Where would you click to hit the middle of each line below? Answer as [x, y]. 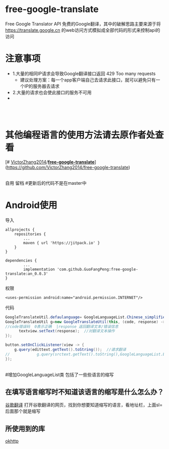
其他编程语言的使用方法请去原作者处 [80, 135]
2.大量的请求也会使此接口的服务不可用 [52, 92]
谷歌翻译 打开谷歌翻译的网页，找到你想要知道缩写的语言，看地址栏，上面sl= [84, 405]
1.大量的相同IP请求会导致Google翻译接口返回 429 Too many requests [84, 73]
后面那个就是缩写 [23, 411]
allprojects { [20, 230]
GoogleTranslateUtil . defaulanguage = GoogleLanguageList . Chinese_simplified [86, 317]
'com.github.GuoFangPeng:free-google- [98, 269]
